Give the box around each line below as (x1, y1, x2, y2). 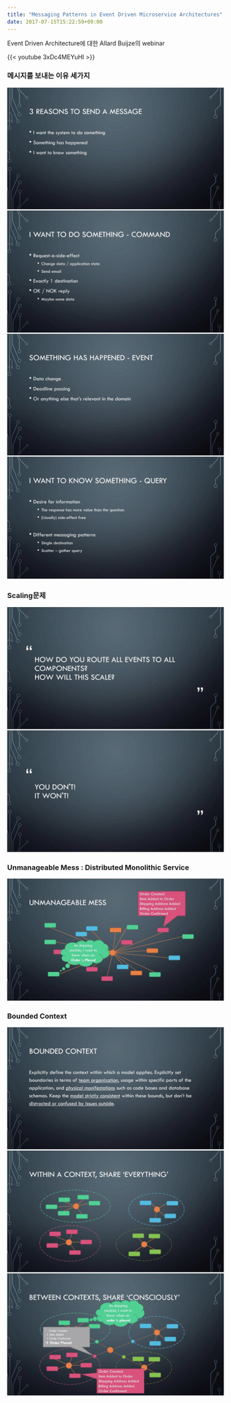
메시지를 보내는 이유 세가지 (7, 71, 91, 80)
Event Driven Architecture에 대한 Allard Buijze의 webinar (7, 38, 165, 47)
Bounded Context (7, 1011, 67, 1021)
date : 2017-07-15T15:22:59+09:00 (7, 18, 103, 25)
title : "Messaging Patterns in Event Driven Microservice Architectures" (7, 11, 223, 18)
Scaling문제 (7, 590, 46, 600)
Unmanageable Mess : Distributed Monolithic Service (7, 863, 190, 872)
